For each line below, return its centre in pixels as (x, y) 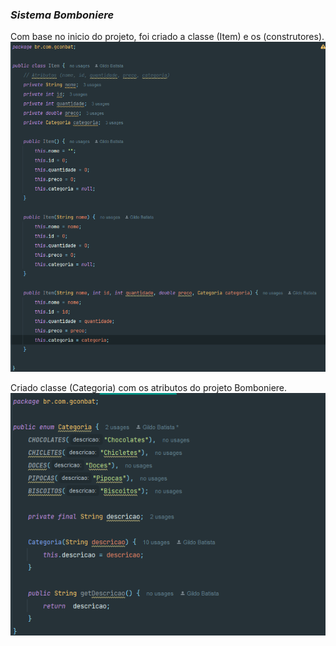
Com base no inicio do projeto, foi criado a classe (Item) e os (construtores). (167, 37)
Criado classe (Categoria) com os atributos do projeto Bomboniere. (149, 388)
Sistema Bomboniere (62, 15)
